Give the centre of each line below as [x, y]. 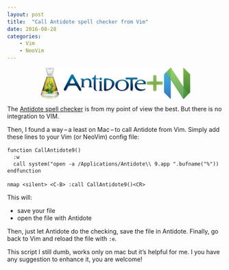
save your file [36, 211]
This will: [20, 197]
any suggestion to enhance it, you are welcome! [75, 259]
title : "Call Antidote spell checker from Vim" [78, 22]
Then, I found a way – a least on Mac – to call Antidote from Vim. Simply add [113, 130]
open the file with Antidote [55, 218]
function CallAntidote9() [44, 150]
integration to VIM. [33, 116]
